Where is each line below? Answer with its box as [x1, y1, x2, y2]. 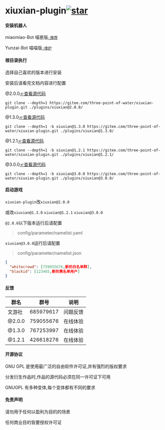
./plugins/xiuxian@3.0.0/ [60, 176, 114, 181]
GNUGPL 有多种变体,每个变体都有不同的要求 [5, 384, 96, 390]
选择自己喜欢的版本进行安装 [5, 69, 62, 75]
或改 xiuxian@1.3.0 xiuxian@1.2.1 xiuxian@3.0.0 [5, 209, 103, 215]
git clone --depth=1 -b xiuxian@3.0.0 [5, 171, 85, 176]
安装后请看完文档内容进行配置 [5, 80, 66, 86]
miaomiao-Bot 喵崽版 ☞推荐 [5, 34, 58, 40]
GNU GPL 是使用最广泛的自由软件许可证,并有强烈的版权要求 [5, 363, 127, 369]
